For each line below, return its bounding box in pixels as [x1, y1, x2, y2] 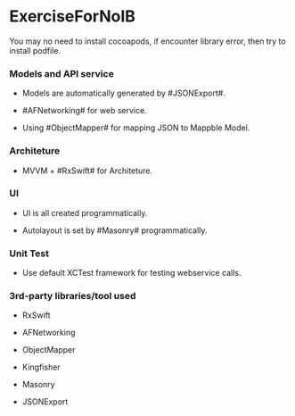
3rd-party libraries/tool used [9, 290, 136, 303]
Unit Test [9, 247, 49, 260]
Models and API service [9, 67, 114, 79]
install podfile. [9, 45, 61, 55]
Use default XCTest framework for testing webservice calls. [21, 268, 242, 279]
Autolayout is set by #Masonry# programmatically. [21, 225, 208, 236]
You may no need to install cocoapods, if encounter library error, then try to [9, 36, 287, 46]
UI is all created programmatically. [21, 207, 148, 218]
